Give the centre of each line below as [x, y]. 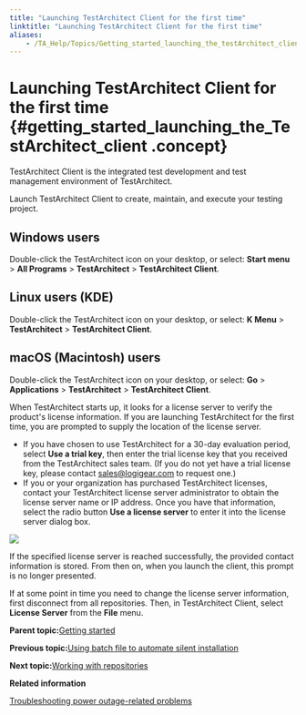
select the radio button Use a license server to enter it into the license [154, 512]
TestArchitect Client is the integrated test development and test [128, 172]
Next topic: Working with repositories [79, 665]
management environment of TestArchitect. [91, 181]
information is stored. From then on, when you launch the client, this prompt [152, 566]
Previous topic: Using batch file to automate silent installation [124, 648]
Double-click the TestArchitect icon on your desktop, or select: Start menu [150, 259]
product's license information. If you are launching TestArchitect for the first [152, 416]
